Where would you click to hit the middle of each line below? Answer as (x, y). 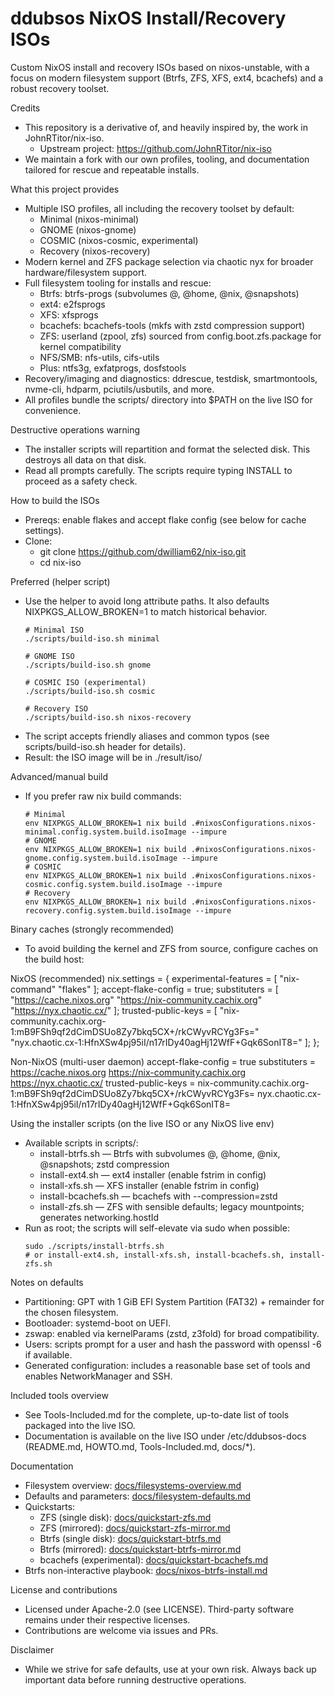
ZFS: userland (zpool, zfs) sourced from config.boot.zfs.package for (180, 336)
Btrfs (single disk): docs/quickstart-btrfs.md (130, 1538)
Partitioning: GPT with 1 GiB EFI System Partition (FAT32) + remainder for (174, 1301)
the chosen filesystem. (71, 1312)
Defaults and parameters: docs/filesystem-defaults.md (138, 1496)
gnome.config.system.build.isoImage (101, 858)
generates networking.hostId (99, 1217)
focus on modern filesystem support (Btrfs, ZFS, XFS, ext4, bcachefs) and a (167, 78)
